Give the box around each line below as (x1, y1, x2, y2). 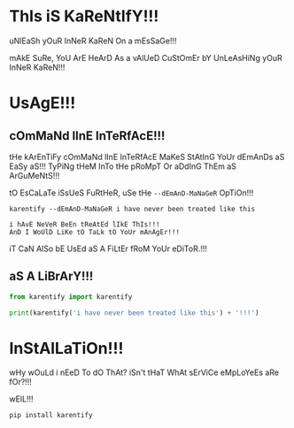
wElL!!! (9, 394, 34, 404)
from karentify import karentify (9, 292, 133, 302)
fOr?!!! (9, 377, 33, 387)
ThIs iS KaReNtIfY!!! (9, 6, 159, 27)
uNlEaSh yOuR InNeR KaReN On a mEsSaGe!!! (9, 35, 177, 46)
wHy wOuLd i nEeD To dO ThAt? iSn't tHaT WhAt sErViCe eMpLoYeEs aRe (9, 367, 279, 378)
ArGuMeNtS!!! (9, 170, 60, 180)
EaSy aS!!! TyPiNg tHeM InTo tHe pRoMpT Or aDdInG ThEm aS (9, 161, 237, 172)
